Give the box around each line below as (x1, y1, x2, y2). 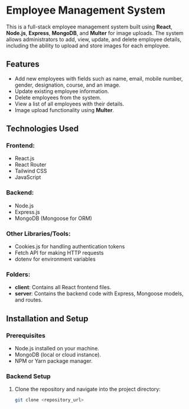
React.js (14, 155, 35, 162)
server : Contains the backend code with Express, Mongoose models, (14, 290, 184, 297)
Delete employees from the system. (14, 94, 102, 101)
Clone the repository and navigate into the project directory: (14, 386, 161, 393)
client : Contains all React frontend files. (14, 284, 112, 291)
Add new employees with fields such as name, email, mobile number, (14, 75, 183, 82)
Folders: (6, 270, 31, 279)
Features (6, 59, 40, 69)
